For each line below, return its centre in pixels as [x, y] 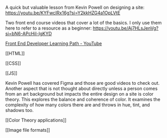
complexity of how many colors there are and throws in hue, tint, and [78, 105]
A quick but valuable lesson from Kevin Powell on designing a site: [75, 7]
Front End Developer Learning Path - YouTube [54, 43]
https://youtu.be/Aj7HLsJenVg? [126, 28]
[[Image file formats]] [28, 130]
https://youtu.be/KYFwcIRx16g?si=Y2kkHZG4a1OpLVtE [63, 13]
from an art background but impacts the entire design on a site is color [79, 94]
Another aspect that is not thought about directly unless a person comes [81, 88]
